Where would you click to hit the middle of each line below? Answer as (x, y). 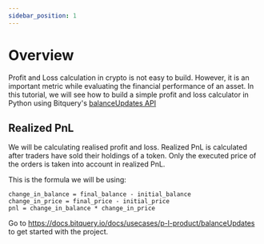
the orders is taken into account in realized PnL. (87, 164)
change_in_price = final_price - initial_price (89, 202)
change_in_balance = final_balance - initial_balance (100, 194)
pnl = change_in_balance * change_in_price (82, 209)
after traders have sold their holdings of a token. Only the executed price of (132, 156)
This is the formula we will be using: (67, 180)
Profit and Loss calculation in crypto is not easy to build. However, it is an (129, 78)
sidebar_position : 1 (43, 16)
